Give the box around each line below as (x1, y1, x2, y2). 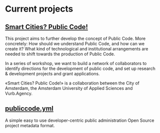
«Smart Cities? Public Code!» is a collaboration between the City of (5, 80, 140, 86)
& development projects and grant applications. (5, 71, 100, 76)
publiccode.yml (5, 104, 53, 113)
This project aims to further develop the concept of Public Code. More (5, 35, 146, 41)
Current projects (5, 3, 73, 15)
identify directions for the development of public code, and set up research (5, 66, 156, 71)
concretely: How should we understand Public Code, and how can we (5, 41, 145, 47)
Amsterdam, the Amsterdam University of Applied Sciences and (5, 85, 133, 91)
